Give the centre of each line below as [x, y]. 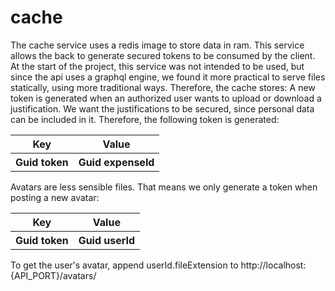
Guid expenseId [116, 162]
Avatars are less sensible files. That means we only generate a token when [164, 187]
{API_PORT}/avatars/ [53, 275]
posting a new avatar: [55, 197]
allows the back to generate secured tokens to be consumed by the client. [163, 55]
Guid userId [107, 240]
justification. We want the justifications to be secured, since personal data [162, 108]
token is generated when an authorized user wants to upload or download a [166, 98]
